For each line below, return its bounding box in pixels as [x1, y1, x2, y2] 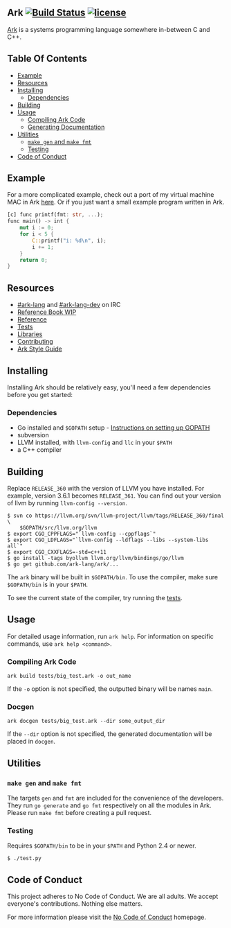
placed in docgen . [7, 737, 56, 746]
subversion [17, 431, 50, 439]
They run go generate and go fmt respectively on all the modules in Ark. [7, 801, 212, 809]
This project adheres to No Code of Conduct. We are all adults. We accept [7, 892, 219, 901]
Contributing [17, 338, 53, 346]
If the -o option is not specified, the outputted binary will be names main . [7, 685, 213, 693]
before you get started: [7, 390, 73, 399]
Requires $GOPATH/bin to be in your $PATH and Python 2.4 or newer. [7, 841, 196, 850]
